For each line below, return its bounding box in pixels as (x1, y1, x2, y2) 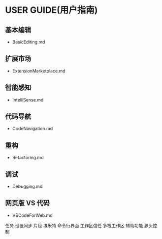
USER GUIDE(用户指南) (5, 4, 98, 16)
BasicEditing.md (12, 39, 45, 45)
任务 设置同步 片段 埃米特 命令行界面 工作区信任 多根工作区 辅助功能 (5, 222, 143, 228)
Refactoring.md (12, 155, 44, 161)
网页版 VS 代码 (5, 199, 50, 207)
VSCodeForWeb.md (12, 212, 53, 218)
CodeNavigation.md (12, 126, 53, 132)
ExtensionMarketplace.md (12, 68, 65, 74)
